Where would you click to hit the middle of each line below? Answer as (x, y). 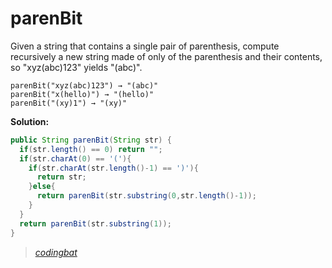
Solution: (30, 121)
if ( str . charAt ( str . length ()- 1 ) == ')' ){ (113, 168)
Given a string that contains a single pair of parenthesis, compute (145, 46)
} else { (42, 187)
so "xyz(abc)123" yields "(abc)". (76, 67)
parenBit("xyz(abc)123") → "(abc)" (84, 85)
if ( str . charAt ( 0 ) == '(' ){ (75, 158)
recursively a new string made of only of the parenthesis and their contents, (166, 56)
